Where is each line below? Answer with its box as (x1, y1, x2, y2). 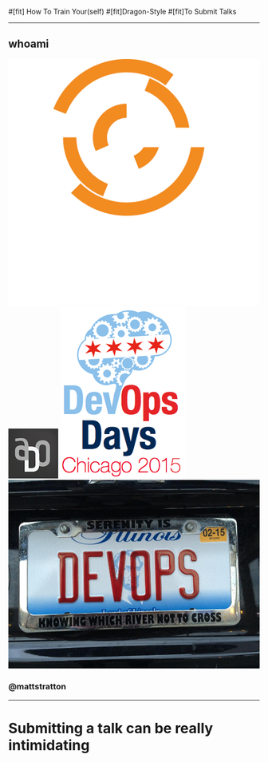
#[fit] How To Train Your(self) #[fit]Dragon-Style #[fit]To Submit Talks (8, 7, 237, 16)
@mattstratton (8, 681, 66, 693)
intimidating (8, 736, 90, 754)
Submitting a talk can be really (8, 719, 214, 737)
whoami (8, 38, 49, 51)
